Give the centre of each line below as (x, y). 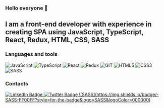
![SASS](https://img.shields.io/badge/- (119, 94)
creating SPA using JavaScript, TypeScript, (74, 32)
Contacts (17, 83)
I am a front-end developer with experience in (78, 24)
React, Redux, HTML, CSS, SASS (57, 40)
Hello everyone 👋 (26, 8)
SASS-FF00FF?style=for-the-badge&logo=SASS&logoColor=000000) (78, 99)
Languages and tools (32, 54)
